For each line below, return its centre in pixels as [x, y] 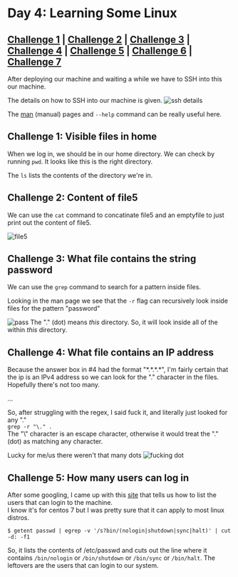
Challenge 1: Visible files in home [82, 137]
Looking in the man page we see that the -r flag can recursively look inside [118, 301]
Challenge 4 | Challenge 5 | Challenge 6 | [100, 50]
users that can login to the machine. [60, 503]
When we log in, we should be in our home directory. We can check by [111, 154]
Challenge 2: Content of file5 [73, 198]
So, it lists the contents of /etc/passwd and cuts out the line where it [107, 551]
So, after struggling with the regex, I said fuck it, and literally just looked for [118, 413]
